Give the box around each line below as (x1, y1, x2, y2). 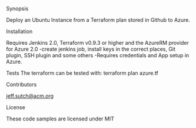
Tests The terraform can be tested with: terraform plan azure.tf (6, 70, 159, 76)
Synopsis (6, 5, 29, 12)
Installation (6, 28, 33, 35)
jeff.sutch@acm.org (6, 93, 54, 99)
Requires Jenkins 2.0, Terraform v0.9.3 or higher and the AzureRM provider (6, 40, 190, 46)
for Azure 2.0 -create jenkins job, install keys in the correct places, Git (6, 45, 175, 52)
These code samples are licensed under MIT (6, 115, 115, 122)
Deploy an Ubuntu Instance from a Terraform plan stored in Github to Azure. (6, 17, 190, 23)
